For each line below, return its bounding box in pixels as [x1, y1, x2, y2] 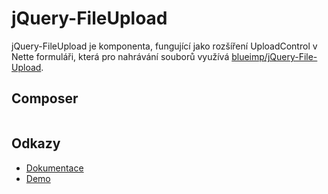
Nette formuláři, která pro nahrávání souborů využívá [11, 50, 230, 62]
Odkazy [11, 135, 61, 152]
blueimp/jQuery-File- [231, 50, 318, 62]
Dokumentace [25, 162, 84, 174]
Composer [11, 90, 79, 107]
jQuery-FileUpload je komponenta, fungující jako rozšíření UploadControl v [11, 40, 318, 52]
